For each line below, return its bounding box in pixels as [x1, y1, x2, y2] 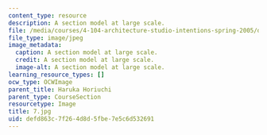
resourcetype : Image [8, 100, 77, 108]
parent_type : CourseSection [8, 93, 102, 101]
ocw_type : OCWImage [8, 78, 73, 86]
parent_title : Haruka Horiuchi [8, 85, 112, 94]
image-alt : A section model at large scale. [15, 64, 165, 71]
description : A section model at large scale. [8, 19, 165, 27]
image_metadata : [8, 41, 62, 49]
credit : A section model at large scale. [15, 56, 155, 64]
